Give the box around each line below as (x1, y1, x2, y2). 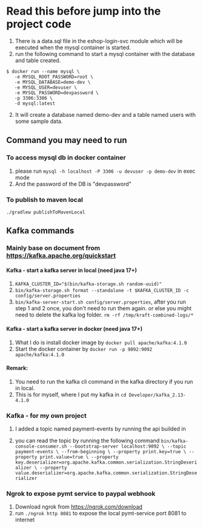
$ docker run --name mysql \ (6, 68, 80, 74)
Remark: (6, 364, 28, 372)
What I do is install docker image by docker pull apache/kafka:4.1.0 (15, 339, 187, 346)
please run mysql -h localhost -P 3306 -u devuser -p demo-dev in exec (15, 167, 196, 175)
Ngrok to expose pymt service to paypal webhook (6, 490, 156, 498)
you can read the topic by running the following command (15, 437, 160, 445)
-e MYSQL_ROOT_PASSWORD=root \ (14, 74, 94, 80)
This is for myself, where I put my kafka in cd (15, 391, 127, 398)
